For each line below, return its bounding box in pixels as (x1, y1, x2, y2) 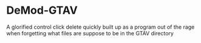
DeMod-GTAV (6, 4, 78, 17)
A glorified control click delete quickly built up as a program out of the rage (6, 23, 195, 30)
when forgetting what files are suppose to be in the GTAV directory (6, 29, 174, 36)
